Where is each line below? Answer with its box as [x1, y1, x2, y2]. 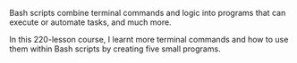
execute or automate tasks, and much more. [9, 17, 172, 28]
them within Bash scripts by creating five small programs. [9, 43, 221, 54]
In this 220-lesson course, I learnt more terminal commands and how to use [9, 35, 289, 44]
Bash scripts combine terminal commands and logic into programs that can [9, 8, 286, 18]
